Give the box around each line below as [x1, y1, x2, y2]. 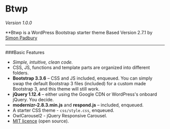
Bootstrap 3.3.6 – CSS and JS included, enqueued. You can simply [12, 75, 153, 81]
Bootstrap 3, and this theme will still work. [12, 86, 100, 92]
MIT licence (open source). [12, 118, 69, 124]
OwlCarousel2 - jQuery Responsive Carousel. [12, 112, 107, 118]
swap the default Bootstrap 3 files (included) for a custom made [12, 80, 146, 86]
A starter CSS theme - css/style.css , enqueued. [12, 107, 115, 113]
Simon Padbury [5, 35, 37, 41]
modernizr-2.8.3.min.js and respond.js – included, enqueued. [12, 102, 144, 108]
